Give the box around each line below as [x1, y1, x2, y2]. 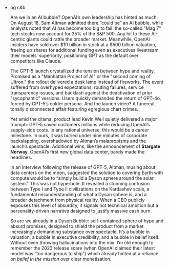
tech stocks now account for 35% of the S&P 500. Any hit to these [10, 31, 150, 36]
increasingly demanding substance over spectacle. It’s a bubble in [10, 228, 150, 235]
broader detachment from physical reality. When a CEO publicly [10, 197, 145, 203]
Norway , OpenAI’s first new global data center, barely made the [10, 149, 145, 155]
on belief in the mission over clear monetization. [10, 256, 112, 262]
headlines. [10, 154, 32, 160]
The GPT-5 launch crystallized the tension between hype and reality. [10, 68, 155, 74]
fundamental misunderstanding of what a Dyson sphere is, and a [10, 192, 147, 197]
